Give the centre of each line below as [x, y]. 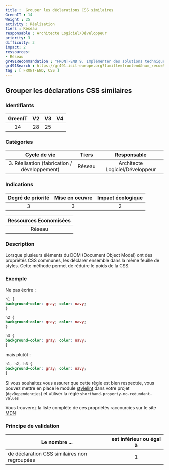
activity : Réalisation [30, 24]
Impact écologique [120, 198]
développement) [40, 169]
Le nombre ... [57, 442]
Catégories [19, 142]
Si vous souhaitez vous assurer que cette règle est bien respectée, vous [80, 383]
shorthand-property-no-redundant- [116, 394]
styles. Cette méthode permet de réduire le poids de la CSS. [67, 266]
